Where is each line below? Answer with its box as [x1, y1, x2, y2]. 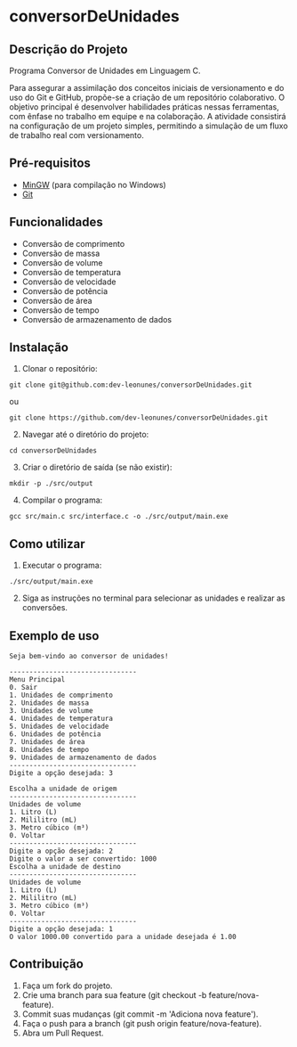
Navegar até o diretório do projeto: [21, 429, 149, 440]
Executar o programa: [21, 560, 102, 571]
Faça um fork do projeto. [21, 980, 113, 991]
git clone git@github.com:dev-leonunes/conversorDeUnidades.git [9, 380, 253, 389]
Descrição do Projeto [9, 42, 128, 57]
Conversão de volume [21, 257, 103, 268]
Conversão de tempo [21, 305, 100, 315]
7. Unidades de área [9, 738, 86, 747]
